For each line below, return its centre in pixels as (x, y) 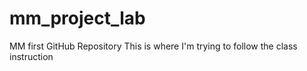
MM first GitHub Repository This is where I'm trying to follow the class (153, 46)
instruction (31, 56)
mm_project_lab (77, 18)
